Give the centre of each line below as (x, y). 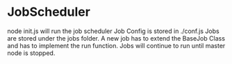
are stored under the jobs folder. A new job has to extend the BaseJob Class (116, 38)
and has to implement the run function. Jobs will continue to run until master (116, 45)
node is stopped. (31, 53)
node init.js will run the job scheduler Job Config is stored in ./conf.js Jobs (114, 31)
